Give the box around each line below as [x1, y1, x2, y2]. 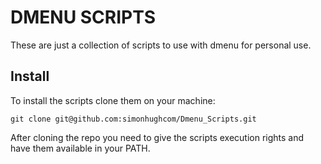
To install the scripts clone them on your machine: [10, 94, 216, 106]
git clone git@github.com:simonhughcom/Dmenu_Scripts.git [10, 114, 257, 124]
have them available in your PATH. [10, 142, 151, 154]
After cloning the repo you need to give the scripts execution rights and [10, 131, 305, 143]
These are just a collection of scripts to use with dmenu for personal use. [10, 39, 312, 51]
